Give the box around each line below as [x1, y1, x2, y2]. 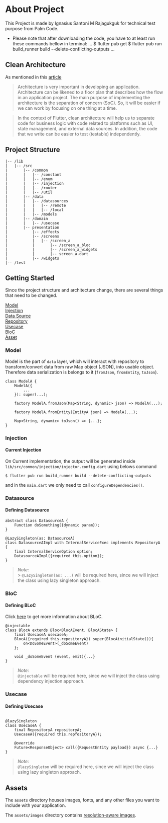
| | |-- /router [5, 185, 57, 190]
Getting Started [5, 273, 55, 282]
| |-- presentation [5, 225, 59, 230]
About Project [5, 4, 64, 15]
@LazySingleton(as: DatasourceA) [5, 536, 75, 541]
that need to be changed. [5, 292, 58, 298]
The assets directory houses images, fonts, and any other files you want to [5, 797, 159, 803]
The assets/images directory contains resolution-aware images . [5, 812, 136, 818]
